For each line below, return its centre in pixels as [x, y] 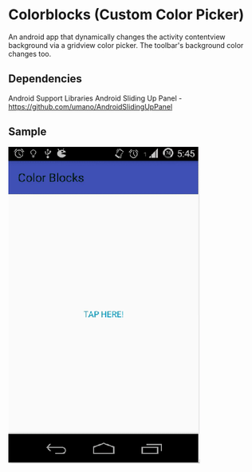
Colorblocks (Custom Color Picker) [126, 15]
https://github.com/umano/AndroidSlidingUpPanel [91, 106]
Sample [28, 132]
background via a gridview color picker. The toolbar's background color [126, 45]
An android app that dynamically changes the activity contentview [117, 37]
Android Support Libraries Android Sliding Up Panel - [95, 98]
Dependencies [45, 79]
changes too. [30, 54]
